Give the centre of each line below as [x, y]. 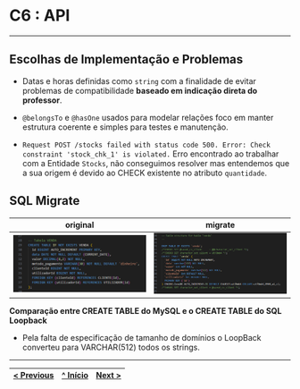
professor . [42, 100]
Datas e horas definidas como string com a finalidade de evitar [139, 80]
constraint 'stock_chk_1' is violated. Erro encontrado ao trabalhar [150, 154]
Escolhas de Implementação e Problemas [126, 59]
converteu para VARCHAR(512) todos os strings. [111, 347]
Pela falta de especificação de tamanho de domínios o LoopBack [142, 337]
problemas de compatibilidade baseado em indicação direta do [140, 90]
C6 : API [40, 16]
